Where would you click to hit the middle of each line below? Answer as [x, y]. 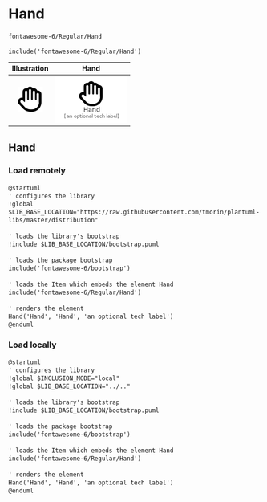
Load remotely [37, 170]
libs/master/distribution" [53, 220]
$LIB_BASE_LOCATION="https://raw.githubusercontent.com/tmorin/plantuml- [134, 212]
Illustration [30, 68]
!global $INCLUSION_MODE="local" [64, 378]
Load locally [32, 345]
